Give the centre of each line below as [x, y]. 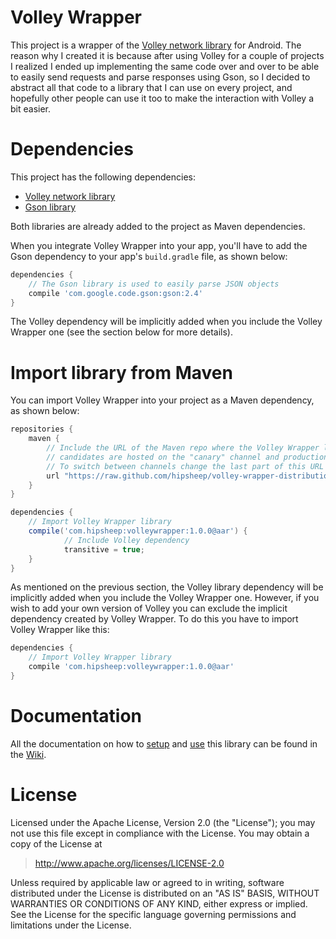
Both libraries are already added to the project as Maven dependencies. [158, 226]
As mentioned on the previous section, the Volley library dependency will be [167, 587]
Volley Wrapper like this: [60, 630]
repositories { [42, 429]
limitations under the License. [71, 925]
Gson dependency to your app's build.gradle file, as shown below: [149, 256]
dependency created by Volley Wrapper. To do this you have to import [154, 619]
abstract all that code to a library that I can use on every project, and [151, 87]
